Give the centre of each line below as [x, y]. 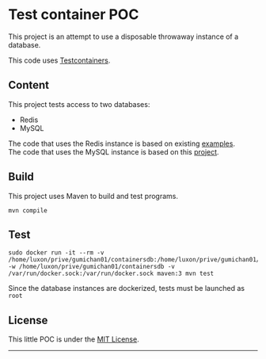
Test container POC [74, 15]
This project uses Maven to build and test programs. [93, 196]
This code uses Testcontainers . [59, 60]
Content [29, 85]
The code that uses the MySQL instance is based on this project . [114, 151]
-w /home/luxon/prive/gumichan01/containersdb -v [92, 267]
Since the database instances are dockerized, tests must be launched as [127, 288]
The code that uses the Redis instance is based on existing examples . [122, 143]
